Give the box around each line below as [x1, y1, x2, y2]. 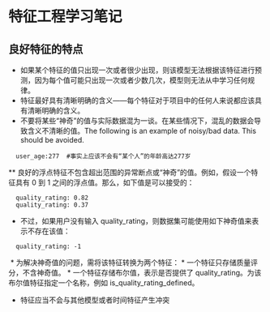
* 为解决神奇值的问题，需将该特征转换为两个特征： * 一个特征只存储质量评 [10, 258, 258, 267]
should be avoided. [19, 135, 85, 144]
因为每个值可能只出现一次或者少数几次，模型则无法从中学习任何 [34, 75, 248, 85]
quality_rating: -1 [15, 242, 82, 250]
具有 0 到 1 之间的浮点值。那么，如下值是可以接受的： [15, 177, 195, 187]
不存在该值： [27, 226, 71, 236]
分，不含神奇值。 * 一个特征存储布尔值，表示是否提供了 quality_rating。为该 [8, 268, 262, 277]
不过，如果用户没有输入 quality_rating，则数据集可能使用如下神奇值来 [19, 216, 252, 225]
